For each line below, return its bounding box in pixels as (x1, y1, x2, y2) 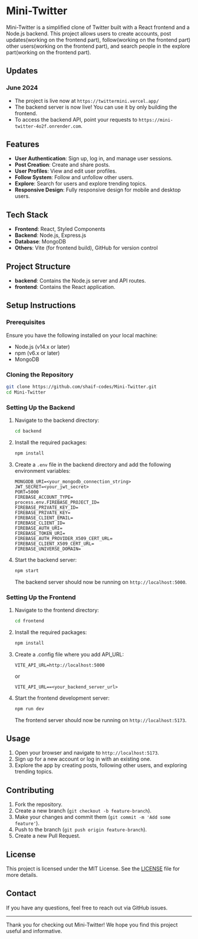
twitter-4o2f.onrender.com (14, 123, 81, 129)
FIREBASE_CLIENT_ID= (14, 520, 65, 526)
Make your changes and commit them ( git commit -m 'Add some (14, 814, 171, 821)
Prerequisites (6, 318, 45, 326)
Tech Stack (6, 210, 48, 220)
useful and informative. (6, 927, 62, 934)
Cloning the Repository (6, 371, 74, 379)
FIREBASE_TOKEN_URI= (14, 530, 65, 536)
